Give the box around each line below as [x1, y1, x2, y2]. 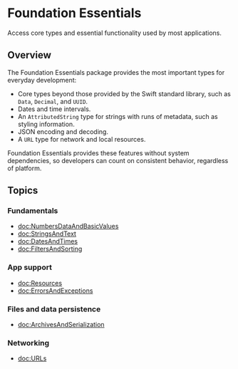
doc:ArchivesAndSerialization [17, 321, 105, 329]
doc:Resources [17, 279, 63, 287]
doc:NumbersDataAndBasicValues [17, 222, 119, 231]
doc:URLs [17, 354, 47, 363]
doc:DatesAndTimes [17, 237, 78, 246]
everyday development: [7, 76, 77, 84]
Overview [7, 49, 52, 61]
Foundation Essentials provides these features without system [7, 148, 190, 157]
